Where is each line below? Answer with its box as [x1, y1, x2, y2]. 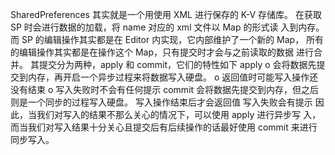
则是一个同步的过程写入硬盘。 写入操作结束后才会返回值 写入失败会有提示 [10, 96, 313, 108]
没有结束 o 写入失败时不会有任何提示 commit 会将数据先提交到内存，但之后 [10, 84, 320, 95]
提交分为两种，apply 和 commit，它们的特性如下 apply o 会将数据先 [38, 59, 317, 70]
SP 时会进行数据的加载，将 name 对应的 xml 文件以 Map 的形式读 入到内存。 [10, 21, 325, 33]
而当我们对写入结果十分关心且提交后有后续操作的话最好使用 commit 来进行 [10, 121, 318, 133]
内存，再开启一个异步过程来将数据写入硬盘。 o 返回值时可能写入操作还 [27, 71, 319, 83]
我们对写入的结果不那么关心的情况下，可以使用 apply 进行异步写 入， [36, 109, 322, 120]
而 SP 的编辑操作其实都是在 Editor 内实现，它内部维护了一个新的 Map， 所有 [10, 34, 325, 45]
